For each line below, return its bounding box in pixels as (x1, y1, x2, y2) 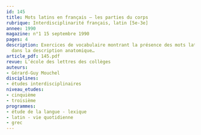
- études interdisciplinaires (6, 81, 82, 87)
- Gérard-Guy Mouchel (6, 70, 60, 76)
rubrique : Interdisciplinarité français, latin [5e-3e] (6, 20, 148, 26)
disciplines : (6, 75, 39, 81)
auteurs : (6, 64, 28, 70)
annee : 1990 (6, 25, 36, 32)
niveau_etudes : (6, 87, 44, 93)
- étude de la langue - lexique (6, 109, 87, 115)
